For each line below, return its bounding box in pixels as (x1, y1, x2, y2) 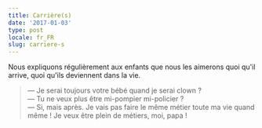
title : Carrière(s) (8, 11, 72, 20)
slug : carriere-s (8, 41, 65, 49)
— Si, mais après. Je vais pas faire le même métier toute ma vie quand (27, 103, 255, 112)
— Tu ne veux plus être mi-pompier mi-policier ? (27, 94, 184, 104)
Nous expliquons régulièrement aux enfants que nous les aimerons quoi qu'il (8, 62, 256, 71)
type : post (8, 26, 44, 34)
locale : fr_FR (8, 33, 55, 42)
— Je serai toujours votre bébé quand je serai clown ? (27, 86, 202, 95)
